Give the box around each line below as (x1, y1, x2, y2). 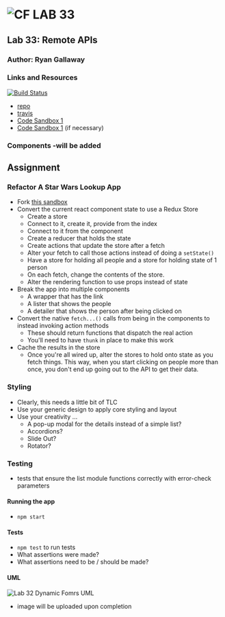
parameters (16, 481, 50, 490)
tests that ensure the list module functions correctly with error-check (16, 475, 212, 482)
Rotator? (27, 442, 51, 450)
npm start (16, 514, 46, 520)
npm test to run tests (16, 543, 76, 551)
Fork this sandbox (16, 198, 68, 206)
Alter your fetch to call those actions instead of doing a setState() (27, 249, 215, 257)
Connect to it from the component (27, 227, 123, 236)
